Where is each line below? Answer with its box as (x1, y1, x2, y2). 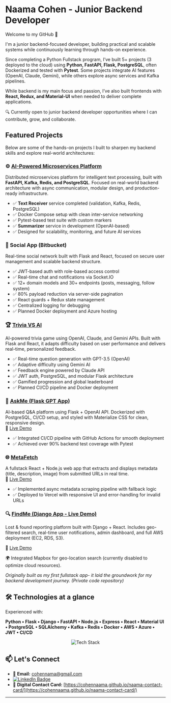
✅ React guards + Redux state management (12, 297, 105, 303)
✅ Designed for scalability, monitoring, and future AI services (12, 229, 141, 235)
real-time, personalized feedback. (5, 346, 76, 352)
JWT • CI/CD (5, 630, 33, 636)
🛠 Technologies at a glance (5, 593, 95, 601)
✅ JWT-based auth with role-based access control (12, 268, 120, 274)
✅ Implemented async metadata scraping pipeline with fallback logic (12, 486, 157, 492)
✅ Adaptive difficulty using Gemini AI (12, 361, 91, 368)
